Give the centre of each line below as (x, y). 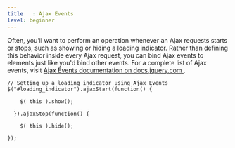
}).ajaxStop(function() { (52, 114)
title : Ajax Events (40, 14)
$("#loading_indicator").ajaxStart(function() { (80, 89)
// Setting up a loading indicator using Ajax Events (88, 83)
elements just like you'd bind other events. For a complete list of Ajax (107, 62)
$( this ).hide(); (47, 126)
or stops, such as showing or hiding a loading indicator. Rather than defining (118, 48)
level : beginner (31, 20)
